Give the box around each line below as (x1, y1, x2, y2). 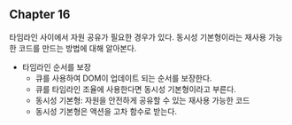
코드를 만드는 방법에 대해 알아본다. (18, 43, 137, 53)
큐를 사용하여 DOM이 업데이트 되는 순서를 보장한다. (35, 73, 212, 83)
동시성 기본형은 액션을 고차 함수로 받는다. (35, 105, 178, 116)
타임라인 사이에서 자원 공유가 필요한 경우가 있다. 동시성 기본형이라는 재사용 (9, 31, 267, 43)
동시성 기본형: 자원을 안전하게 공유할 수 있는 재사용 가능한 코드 (35, 95, 250, 105)
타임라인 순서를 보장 (21, 61, 91, 72)
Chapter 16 (9, 7, 71, 22)
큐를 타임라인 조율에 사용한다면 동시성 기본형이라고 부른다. (35, 83, 237, 94)
